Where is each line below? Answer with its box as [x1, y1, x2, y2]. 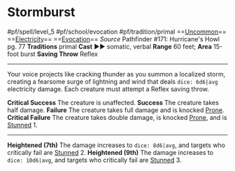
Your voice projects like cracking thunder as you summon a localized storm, [7, 69, 226, 78]
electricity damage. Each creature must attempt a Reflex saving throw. [7, 85, 210, 93]
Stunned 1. [7, 121, 38, 129]
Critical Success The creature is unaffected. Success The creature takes [7, 98, 219, 107]
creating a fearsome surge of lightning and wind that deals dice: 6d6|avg [7, 77, 218, 85]
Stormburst [7, 4, 76, 20]
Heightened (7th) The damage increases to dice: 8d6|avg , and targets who [7, 141, 226, 149]
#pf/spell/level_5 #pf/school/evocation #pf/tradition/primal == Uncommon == [7, 27, 227, 36]
